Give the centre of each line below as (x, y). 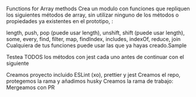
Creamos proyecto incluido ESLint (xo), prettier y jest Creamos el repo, (94, 75)
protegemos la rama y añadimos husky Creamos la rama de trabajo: (90, 81)
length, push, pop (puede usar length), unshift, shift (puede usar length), (96, 33)
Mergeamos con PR (31, 87)
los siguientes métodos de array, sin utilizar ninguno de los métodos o (93, 15)
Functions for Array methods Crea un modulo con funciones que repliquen (98, 9)
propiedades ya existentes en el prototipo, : (60, 21)
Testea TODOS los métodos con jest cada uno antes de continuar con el (95, 57)
